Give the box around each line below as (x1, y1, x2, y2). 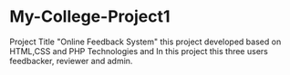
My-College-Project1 (9, 6, 171, 27)
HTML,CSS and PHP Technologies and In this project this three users (9, 45, 269, 56)
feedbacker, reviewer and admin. (9, 55, 133, 66)
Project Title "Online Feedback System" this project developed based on (9, 36, 282, 47)
